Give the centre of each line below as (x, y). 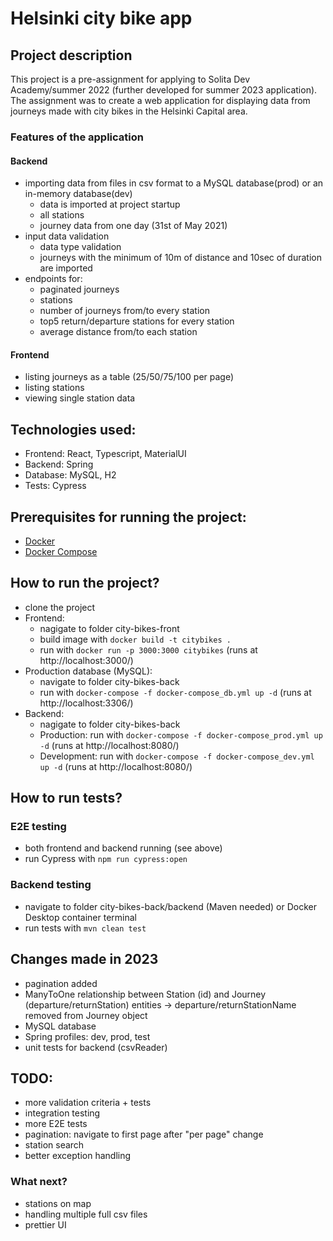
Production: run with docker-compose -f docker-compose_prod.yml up (181, 734)
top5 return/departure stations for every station (137, 321)
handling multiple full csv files (86, 1214)
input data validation (67, 236)
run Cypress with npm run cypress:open (106, 859)
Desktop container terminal (80, 917)
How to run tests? (66, 798)
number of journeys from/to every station (124, 311)
